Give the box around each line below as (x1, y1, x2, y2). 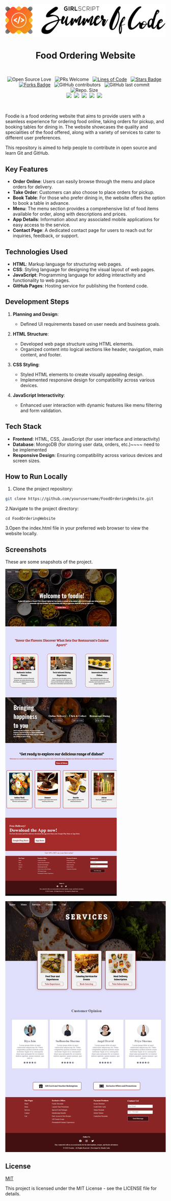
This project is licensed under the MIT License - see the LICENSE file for (5, 1185, 157, 1191)
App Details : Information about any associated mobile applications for (12, 217, 160, 223)
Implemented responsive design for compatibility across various (20, 377, 155, 383)
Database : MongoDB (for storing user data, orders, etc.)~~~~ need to (12, 441, 160, 447)
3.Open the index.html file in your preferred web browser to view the (5, 525, 149, 531)
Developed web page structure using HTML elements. (20, 341, 134, 347)
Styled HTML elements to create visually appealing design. (20, 371, 144, 377)
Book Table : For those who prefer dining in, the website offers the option (12, 195, 165, 201)
